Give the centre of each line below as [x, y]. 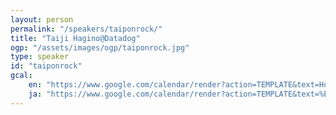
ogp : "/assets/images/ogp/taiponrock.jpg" [100, 47]
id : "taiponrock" [46, 66]
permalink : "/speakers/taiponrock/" [86, 29]
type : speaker [40, 57]
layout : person [42, 19]
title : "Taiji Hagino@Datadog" [75, 38]
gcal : [21, 76]
